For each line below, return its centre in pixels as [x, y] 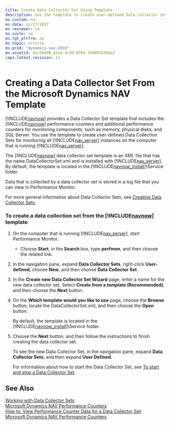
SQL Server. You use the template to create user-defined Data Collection [81, 135]
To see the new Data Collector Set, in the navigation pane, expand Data [88, 351]
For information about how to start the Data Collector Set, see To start [86, 367]
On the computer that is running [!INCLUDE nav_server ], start [76, 233]
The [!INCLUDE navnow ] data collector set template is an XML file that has [83, 156]
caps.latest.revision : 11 [33, 57]
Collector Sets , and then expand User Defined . [62, 357]
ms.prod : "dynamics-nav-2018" [37, 48]
